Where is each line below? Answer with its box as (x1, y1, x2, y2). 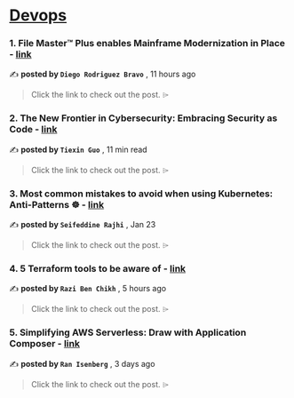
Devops (9, 5, 68, 26)
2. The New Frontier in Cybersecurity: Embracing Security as (9, 112, 278, 124)
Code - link (9, 123, 58, 136)
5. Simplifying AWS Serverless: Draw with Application (9, 326, 247, 338)
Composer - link (9, 338, 80, 350)
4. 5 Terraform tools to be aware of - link (9, 263, 187, 275)
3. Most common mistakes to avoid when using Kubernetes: (9, 187, 274, 200)
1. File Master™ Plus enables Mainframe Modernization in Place (9, 37, 286, 50)
